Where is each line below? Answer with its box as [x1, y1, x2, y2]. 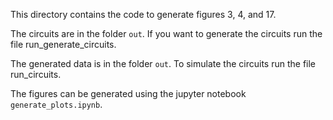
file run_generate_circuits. [10, 39, 117, 50]
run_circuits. [10, 69, 62, 80]
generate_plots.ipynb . [10, 99, 103, 110]
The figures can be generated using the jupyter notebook [10, 88, 247, 99]
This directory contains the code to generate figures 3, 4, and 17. [10, 9, 277, 20]
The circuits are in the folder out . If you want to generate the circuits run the [10, 28, 323, 39]
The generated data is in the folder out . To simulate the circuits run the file [10, 58, 317, 69]
